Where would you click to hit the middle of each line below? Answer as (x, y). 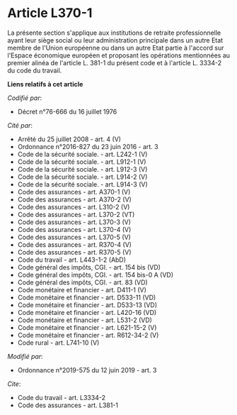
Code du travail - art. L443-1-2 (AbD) (71, 260)
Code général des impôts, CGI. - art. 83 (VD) (83, 282)
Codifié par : (25, 98)
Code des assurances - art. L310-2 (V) (74, 206)
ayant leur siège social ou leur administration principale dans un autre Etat (115, 40)
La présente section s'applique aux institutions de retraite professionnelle (114, 33)
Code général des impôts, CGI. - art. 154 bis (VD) (89, 267)
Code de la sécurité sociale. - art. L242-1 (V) (82, 154)
